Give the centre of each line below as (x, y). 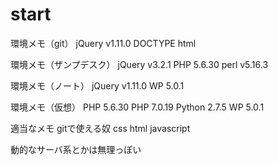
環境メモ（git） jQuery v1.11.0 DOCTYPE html (103, 43)
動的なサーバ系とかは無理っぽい (76, 149)
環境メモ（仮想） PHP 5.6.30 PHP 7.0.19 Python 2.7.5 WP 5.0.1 (137, 107)
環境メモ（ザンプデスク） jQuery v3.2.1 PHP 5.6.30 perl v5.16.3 (139, 64)
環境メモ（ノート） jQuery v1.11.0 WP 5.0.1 (97, 85)
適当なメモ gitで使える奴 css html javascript (100, 128)
